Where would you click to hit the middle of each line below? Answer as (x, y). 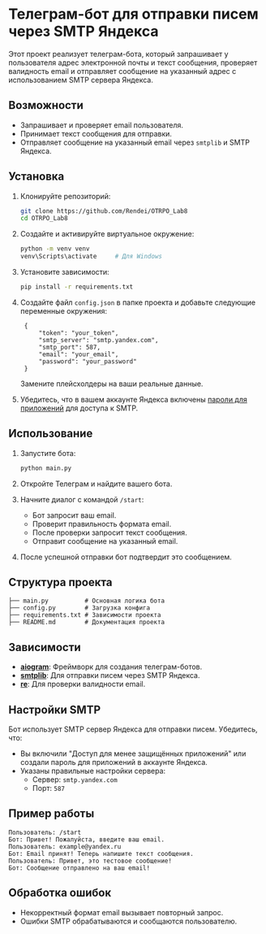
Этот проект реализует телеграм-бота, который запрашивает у (118, 54)
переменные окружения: (64, 311)
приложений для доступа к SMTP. (79, 408)
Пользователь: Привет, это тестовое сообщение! (90, 861)
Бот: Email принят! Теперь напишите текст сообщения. (101, 854)
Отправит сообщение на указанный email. (105, 541)
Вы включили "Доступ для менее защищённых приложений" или (133, 754)
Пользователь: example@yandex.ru (65, 846)
